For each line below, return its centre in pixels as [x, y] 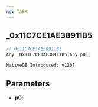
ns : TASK [17, 12]
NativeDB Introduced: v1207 [41, 66]
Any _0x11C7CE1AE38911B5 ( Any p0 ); [49, 55]
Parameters [28, 83]
